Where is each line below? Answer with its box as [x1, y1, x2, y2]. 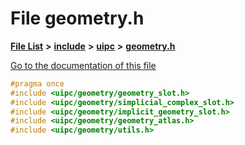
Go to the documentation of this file [10, 59, 157, 71]
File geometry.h [10, 7, 145, 30]
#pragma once [10, 78, 65, 89]
